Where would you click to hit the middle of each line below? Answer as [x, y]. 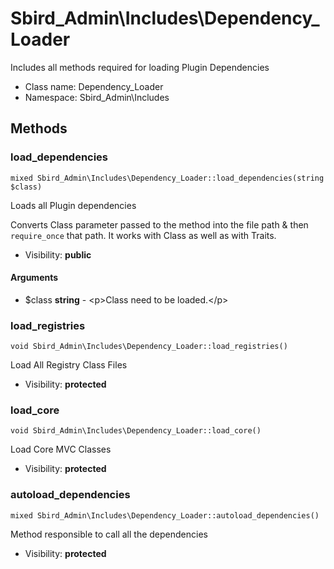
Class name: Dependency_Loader [94, 86]
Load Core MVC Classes [61, 449]
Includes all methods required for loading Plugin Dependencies [140, 67]
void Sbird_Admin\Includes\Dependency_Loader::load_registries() [149, 347]
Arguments [34, 278]
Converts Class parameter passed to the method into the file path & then [159, 224]
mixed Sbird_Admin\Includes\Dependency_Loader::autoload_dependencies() [165, 515]
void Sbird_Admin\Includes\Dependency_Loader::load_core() [136, 431]
